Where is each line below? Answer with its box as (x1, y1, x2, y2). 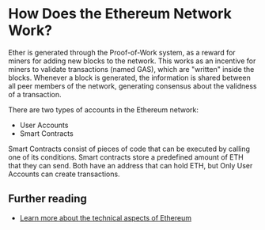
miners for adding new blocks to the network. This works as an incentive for (8, 56, 256, 66)
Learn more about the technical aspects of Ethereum (19, 213, 192, 222)
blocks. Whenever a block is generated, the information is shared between (8, 73, 251, 82)
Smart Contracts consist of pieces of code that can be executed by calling (8, 144, 251, 153)
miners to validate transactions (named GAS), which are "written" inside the (8, 64, 255, 74)
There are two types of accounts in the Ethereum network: (8, 104, 199, 115)
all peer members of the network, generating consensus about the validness (8, 81, 257, 91)
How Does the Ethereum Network (8, 5, 232, 23)
